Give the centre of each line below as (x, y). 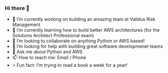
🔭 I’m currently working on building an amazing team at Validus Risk (84, 19)
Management (26, 25)
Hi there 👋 (17, 8)
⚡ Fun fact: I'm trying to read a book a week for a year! (70, 65)
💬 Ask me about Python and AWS (47, 52)
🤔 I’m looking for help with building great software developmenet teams (88, 46)
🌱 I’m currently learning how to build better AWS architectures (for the (86, 30)
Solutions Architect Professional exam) (53, 36)
